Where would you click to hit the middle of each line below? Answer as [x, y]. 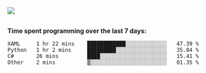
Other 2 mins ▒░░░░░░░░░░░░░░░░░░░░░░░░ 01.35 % [103, 63]
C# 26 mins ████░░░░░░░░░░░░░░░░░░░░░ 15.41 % [103, 57]
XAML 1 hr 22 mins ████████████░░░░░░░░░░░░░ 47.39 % [103, 44]
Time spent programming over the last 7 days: [77, 31]
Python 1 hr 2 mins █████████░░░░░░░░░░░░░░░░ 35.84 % [103, 50]
